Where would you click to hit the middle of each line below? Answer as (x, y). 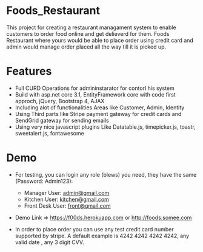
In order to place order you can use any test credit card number (94, 229)
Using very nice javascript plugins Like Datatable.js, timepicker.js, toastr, (105, 127)
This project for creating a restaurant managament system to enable (92, 27)
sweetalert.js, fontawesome (50, 133)
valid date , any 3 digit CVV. (49, 242)
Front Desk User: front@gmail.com (67, 206)
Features (29, 71)
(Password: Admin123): (44, 181)
